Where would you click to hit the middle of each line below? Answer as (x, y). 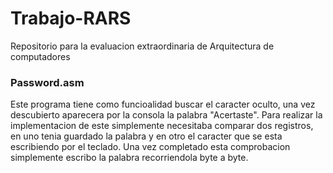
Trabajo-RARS (71, 18)
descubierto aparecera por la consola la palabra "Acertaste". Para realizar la (166, 115)
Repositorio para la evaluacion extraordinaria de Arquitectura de (142, 46)
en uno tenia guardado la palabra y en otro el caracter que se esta (146, 136)
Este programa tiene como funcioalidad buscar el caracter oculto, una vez (163, 104)
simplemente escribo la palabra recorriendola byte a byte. (129, 158)
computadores (40, 56)
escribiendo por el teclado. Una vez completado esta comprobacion (150, 147)
